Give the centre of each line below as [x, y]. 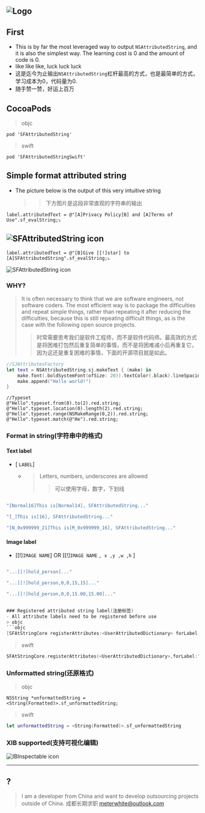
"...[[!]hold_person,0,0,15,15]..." [53, 583]
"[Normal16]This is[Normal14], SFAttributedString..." [77, 506]
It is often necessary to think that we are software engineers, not [103, 299]
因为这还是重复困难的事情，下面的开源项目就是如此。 [103, 352]
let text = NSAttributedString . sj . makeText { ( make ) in [79, 370]
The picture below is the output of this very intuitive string [88, 190]
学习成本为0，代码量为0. [46, 81]
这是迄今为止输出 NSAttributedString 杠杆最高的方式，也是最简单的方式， [106, 73]
